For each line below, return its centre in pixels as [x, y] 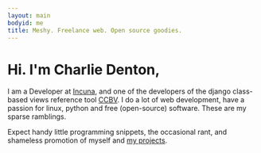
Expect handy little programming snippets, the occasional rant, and [117, 132]
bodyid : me [25, 23]
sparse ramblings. [37, 117]
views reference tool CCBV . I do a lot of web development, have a [137, 100]
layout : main [29, 15]
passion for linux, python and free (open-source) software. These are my [127, 109]
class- [243, 91]
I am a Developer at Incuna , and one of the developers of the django [119, 91]
